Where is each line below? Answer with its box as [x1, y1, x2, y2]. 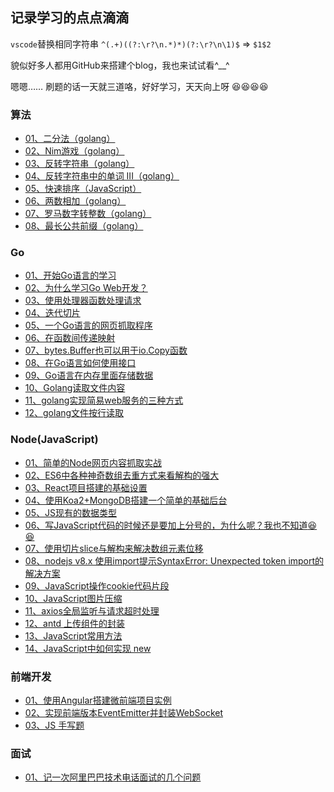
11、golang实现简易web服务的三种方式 [24, 394, 184, 407]
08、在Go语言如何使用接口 [24, 357, 137, 369]
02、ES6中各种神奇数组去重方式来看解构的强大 [24, 469, 220, 481]
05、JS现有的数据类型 [24, 506, 117, 518]
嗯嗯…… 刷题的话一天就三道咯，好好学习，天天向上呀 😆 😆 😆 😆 [10, 80, 269, 92]
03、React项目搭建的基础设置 [24, 481, 148, 493]
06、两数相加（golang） [24, 195, 127, 207]
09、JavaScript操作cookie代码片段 [24, 579, 170, 592]
